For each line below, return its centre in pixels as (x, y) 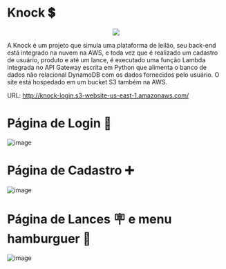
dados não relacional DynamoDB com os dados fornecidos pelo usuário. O (113, 75)
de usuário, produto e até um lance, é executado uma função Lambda (106, 59)
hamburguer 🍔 (49, 239)
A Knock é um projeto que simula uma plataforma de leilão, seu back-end (112, 45)
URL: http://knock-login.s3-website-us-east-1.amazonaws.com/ (98, 95)
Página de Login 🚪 (59, 123)
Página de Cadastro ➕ (71, 170)
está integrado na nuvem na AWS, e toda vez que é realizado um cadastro (113, 53)
